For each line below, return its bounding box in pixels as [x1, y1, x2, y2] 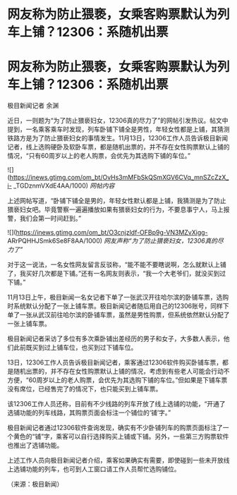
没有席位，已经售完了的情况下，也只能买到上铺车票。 [7, 385, 162, 393]
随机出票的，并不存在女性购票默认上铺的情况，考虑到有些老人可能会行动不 [13, 367, 230, 376]
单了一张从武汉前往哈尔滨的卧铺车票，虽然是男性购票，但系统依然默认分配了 [7, 311, 230, 319]
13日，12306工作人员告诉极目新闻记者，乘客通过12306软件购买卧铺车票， [7, 358, 223, 367]
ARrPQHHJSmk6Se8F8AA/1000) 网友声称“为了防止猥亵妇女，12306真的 [7, 237, 218, 245]
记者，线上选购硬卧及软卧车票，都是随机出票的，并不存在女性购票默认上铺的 [7, 142, 230, 152]
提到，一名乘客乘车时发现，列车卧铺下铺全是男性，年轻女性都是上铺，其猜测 [7, 125, 230, 134]
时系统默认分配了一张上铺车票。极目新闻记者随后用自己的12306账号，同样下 [7, 302, 229, 310]
